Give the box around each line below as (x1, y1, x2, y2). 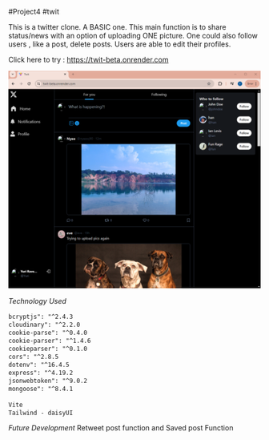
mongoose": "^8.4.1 (8, 385, 74, 394)
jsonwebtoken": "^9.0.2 (8, 377, 88, 386)
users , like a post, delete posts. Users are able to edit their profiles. (8, 39, 231, 49)
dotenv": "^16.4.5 (8, 361, 70, 369)
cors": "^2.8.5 (8, 353, 59, 361)
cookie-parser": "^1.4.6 (8, 337, 91, 345)
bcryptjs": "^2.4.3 (8, 313, 74, 321)
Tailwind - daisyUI (8, 409, 74, 418)
